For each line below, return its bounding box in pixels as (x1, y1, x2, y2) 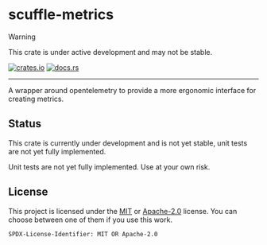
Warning (8, 32, 36, 41)
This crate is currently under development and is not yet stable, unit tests (8, 138, 248, 148)
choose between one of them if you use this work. (8, 215, 173, 224)
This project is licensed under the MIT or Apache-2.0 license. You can (8, 206, 238, 216)
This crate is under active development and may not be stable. (8, 47, 213, 56)
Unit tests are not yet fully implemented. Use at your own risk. (8, 161, 211, 172)
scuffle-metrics (8, 6, 114, 24)
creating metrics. (8, 94, 64, 103)
